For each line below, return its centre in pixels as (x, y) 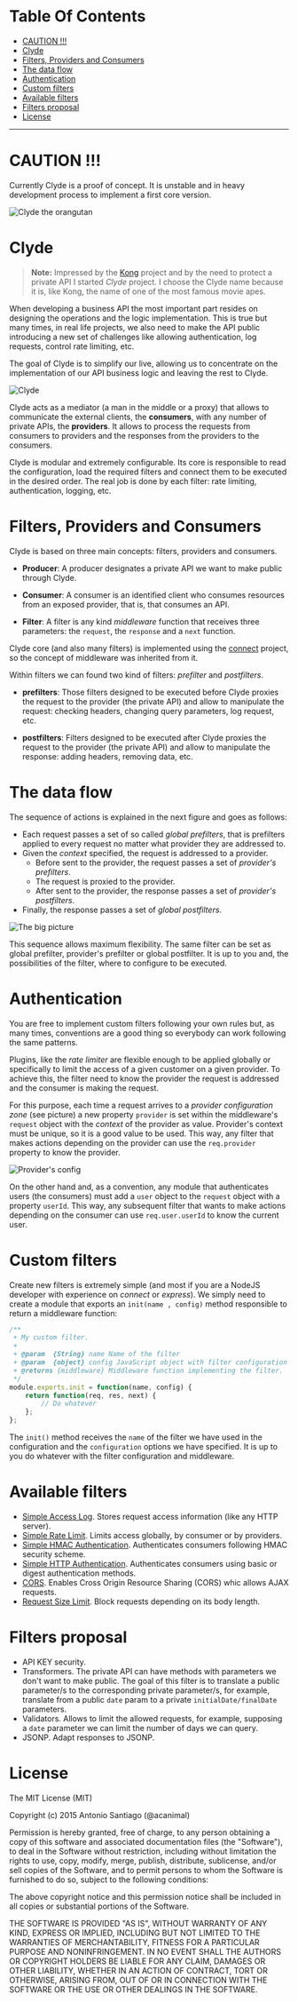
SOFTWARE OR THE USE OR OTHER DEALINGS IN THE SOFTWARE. (133, 1989)
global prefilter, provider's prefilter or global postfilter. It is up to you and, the (149, 953)
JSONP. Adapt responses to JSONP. (88, 1737)
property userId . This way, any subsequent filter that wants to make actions (148, 1205)
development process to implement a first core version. (110, 195)
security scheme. (54, 1554)
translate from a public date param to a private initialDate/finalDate (149, 1699)
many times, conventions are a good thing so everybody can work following (148, 1033)
